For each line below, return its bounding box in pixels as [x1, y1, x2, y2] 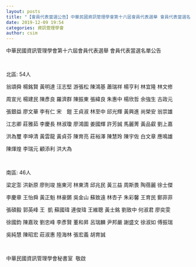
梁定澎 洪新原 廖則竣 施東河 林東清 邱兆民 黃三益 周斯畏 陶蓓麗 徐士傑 [6, 182, 173, 189]
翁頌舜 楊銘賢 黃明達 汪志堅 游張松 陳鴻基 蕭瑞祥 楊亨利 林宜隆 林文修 [6, 83, 173, 91]
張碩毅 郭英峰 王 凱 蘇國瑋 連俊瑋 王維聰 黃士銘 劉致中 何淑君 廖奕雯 [6, 206, 171, 213]
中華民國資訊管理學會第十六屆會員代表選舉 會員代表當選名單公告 [6, 47, 161, 54]
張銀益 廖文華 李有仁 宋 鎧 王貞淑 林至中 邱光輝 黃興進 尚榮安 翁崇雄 [6, 108, 173, 115]
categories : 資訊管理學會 [6, 25, 64, 31]
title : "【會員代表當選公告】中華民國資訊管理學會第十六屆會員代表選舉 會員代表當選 [6, 14, 187, 20]
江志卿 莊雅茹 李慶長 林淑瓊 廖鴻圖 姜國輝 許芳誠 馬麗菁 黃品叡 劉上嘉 [6, 120, 173, 127]
